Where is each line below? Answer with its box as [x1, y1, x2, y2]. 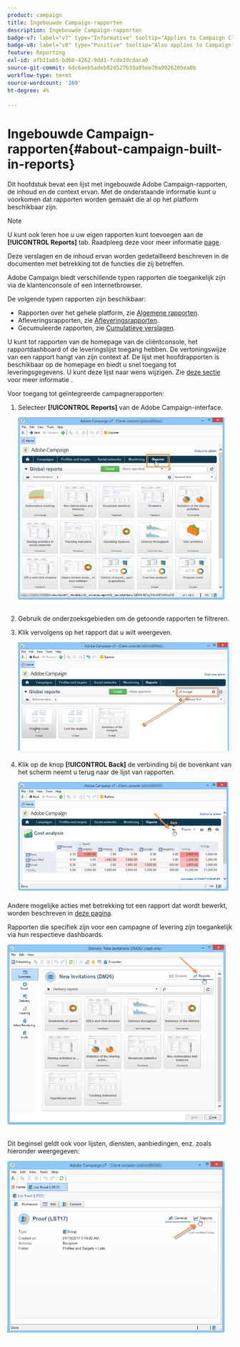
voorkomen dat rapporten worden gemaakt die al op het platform [7, 195, 199, 204]
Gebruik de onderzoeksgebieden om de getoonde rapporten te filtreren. [17, 614, 230, 623]
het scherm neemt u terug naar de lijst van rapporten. [17, 768, 176, 776]
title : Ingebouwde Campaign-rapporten [7, 19, 123, 26]
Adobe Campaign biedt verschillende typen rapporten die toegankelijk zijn [7, 274, 226, 282]
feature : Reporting [7, 49, 66, 56]
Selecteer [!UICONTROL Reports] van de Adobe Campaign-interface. [17, 404, 224, 412]
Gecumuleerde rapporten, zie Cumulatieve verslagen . [17, 324, 176, 332]
